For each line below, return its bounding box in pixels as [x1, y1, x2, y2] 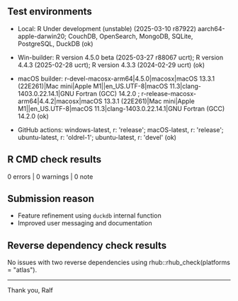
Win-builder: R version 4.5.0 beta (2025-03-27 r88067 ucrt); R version [17, 53, 224, 61]
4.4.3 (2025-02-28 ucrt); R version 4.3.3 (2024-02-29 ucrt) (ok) [17, 60, 205, 69]
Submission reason [7, 193, 94, 205]
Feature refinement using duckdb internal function [17, 211, 161, 220]
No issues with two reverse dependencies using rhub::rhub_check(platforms [7, 258, 230, 267]
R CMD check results [7, 153, 102, 165]
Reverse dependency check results [7, 240, 167, 252]
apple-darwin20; [17, 32, 67, 40]
